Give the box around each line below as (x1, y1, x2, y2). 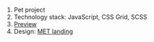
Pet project (13, 6, 46, 14)
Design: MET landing (13, 27, 74, 35)
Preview (13, 20, 37, 28)
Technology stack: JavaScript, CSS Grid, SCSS (13, 13, 147, 21)
